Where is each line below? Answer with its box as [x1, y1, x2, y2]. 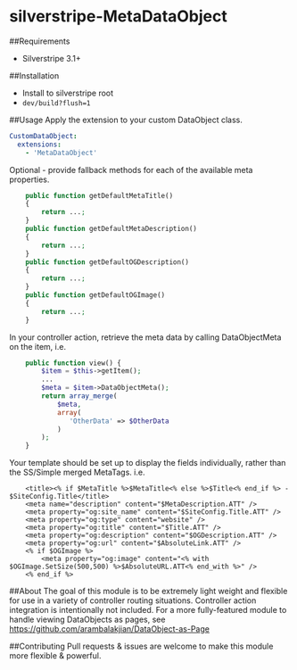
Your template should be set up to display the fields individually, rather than [9, 458, 286, 468]
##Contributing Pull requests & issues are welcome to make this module [9, 641, 274, 652]
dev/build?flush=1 [21, 98, 91, 108]
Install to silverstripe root [21, 87, 114, 98]
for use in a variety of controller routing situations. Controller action [9, 595, 257, 606]
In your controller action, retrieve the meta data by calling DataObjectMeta [9, 332, 282, 343]
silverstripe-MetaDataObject [9, 6, 227, 27]
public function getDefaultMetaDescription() [25, 225, 198, 234]
